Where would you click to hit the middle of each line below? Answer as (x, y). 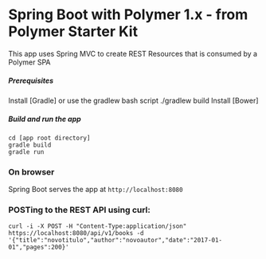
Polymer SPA (29, 62)
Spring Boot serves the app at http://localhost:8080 (96, 190)
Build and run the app (45, 119)
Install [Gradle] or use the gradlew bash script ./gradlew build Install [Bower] (133, 100)
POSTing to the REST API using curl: (80, 210)
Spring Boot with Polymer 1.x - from (128, 15)
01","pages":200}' (39, 247)
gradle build (30, 145)
